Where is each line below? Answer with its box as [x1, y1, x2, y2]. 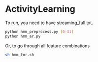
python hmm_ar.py [5, 33, 41, 39]
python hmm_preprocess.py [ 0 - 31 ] [5, 29, 74, 34]
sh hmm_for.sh [5, 52, 34, 57]
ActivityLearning [5, 3, 75, 15]
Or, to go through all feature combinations [5, 43, 90, 49]
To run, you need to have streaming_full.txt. [5, 20, 94, 26]
